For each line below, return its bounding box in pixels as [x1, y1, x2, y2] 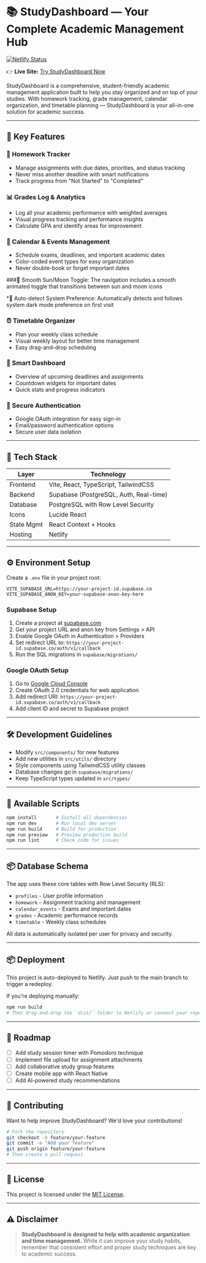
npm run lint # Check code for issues [6, 837, 120, 844]
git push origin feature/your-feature [6, 1146, 105, 1152]
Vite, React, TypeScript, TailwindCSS [48, 480, 154, 489]
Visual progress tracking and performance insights [15, 216, 143, 223]
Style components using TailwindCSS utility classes [15, 762, 146, 769]
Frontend [9, 480, 36, 489]
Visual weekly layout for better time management [15, 337, 140, 344]
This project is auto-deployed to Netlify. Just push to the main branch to [6, 974, 188, 981]
